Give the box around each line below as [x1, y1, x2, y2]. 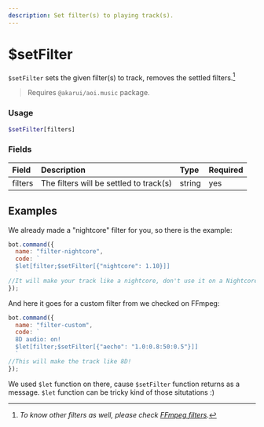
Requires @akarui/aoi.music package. [27, 88, 151, 98]
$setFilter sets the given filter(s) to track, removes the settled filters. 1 [8, 72, 236, 83]
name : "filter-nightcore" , [15, 248, 104, 256]
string [179, 178, 202, 189]
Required [208, 164, 244, 175]
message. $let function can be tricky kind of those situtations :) [8, 387, 214, 397]
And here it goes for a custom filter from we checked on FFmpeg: [8, 298, 220, 307]
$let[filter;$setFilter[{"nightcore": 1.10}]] [15, 263, 170, 271]
